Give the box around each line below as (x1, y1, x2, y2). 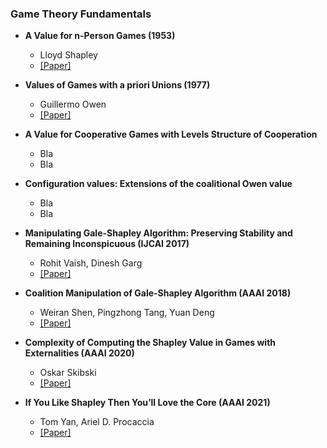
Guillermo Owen (39, 98, 107, 111)
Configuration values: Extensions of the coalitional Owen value (24, 178, 293, 190)
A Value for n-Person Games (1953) (24, 30, 176, 42)
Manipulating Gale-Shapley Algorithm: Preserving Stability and (24, 227, 293, 239)
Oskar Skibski (39, 367, 97, 379)
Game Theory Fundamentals (10, 7, 152, 21)
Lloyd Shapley (39, 49, 98, 61)
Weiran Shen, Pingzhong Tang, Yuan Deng (39, 307, 215, 319)
